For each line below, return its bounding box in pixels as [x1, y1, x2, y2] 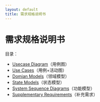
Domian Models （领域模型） [12, 73, 70, 79]
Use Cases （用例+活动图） [12, 68, 67, 73]
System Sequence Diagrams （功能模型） [12, 85, 95, 91]
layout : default [5, 7, 38, 12]
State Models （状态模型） [12, 80, 65, 85]
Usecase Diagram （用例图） [12, 61, 70, 67]
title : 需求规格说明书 [5, 12, 46, 17]
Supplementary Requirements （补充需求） [12, 92, 98, 98]
